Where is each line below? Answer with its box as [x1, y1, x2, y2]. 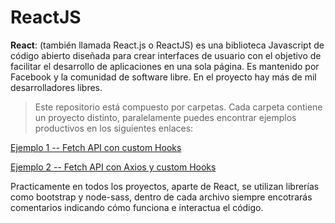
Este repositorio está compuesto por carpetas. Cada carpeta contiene [34, 101, 323, 113]
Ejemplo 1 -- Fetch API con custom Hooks [10, 141, 182, 153]
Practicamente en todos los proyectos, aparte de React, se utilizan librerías [10, 180, 320, 192]
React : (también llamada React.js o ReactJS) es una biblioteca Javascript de [10, 39, 325, 51]
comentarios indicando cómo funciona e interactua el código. [10, 201, 264, 213]
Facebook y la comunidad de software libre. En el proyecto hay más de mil [10, 71, 317, 83]
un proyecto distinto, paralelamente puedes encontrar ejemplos [34, 111, 297, 123]
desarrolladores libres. [10, 81, 103, 93]
